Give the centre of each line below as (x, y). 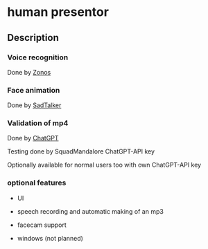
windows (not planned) (50, 238)
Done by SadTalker (34, 105)
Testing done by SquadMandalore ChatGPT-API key (81, 151)
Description (33, 38)
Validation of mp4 (38, 123)
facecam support (42, 225)
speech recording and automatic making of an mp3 (90, 211)
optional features (37, 183)
